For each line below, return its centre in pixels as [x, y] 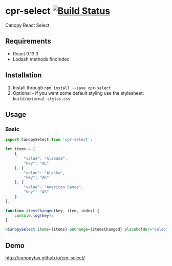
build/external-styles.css [41, 99]
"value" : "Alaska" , [45, 173]
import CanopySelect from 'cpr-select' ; [49, 140]
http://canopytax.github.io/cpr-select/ [45, 258]
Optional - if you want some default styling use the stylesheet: [78, 93]
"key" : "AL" [37, 163]
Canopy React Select [27, 25]
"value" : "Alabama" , [46, 158]
